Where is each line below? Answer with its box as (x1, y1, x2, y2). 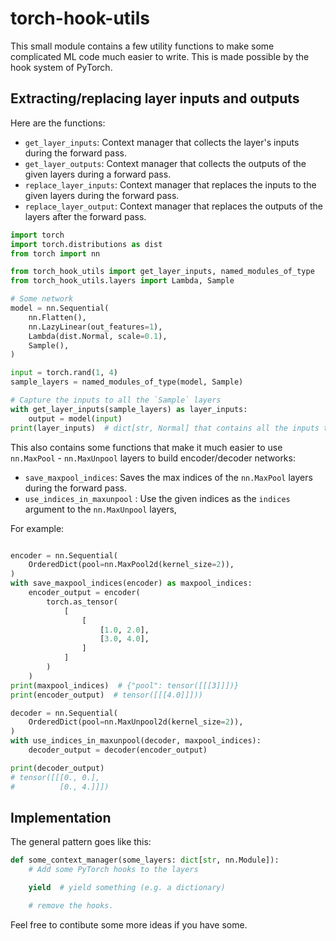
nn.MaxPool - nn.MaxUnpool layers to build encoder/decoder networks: (10, 452, 296, 464)
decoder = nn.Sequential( (10, 708, 118, 718)
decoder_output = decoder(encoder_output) (28, 745, 208, 755)
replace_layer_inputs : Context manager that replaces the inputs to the (24, 178, 317, 191)
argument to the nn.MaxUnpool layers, (24, 503, 177, 515)
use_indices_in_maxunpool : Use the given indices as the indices (24, 492, 291, 504)
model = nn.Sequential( (10, 303, 110, 313)
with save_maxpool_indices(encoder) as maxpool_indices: (10, 578, 253, 589)
